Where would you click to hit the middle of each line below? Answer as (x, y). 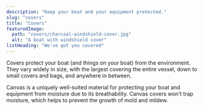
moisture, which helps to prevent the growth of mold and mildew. (87, 100)
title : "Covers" (27, 23)
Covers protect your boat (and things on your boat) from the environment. (98, 63)
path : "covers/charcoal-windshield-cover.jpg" (72, 34)
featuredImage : (25, 29)
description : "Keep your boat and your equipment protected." (86, 12)
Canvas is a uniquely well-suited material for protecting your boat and (93, 87)
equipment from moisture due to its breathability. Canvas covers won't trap (100, 94)
